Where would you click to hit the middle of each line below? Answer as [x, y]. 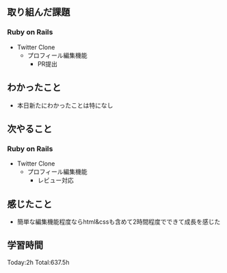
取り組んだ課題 [39, 12]
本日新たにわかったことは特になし [65, 105]
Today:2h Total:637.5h [38, 262]
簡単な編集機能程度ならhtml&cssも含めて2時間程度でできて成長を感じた [119, 222]
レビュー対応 [55, 181]
